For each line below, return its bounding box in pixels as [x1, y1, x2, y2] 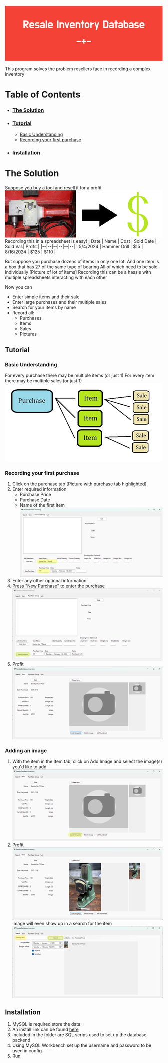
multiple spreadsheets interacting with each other [5, 274, 107, 281]
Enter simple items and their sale [12, 294, 80, 300]
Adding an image [5, 747, 47, 754]
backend [12, 1037, 31, 1043]
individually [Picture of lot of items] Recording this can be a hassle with [5, 269, 151, 275]
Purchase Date [19, 497, 51, 503]
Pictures [19, 331, 37, 337]
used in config [12, 1048, 42, 1054]
